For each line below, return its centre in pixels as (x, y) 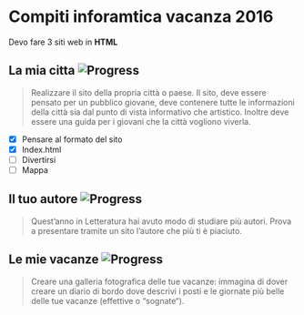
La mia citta (42, 71)
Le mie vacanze (54, 260)
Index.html (41, 149)
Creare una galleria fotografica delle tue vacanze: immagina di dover (159, 281)
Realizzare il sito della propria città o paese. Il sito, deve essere (148, 92)
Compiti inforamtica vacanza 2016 (141, 17)
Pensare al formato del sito (72, 139)
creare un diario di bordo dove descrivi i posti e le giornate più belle (157, 291)
